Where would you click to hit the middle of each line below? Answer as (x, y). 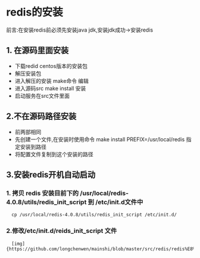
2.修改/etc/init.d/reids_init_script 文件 (62, 231)
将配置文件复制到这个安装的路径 (54, 154)
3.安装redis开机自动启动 (51, 174)
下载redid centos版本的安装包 (51, 66)
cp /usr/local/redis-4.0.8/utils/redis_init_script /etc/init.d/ (94, 215)
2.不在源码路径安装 (41, 116)
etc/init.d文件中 (121, 202)
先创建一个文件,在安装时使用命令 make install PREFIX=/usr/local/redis (100, 139)
